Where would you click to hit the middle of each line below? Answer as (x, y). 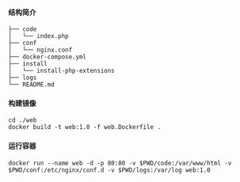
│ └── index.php (38, 36)
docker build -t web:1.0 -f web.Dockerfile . (84, 127)
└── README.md (32, 85)
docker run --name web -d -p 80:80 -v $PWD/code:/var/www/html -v (120, 163)
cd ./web (23, 120)
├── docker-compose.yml (48, 57)
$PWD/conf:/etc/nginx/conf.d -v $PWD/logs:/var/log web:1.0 (110, 170)
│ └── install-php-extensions (61, 71)
